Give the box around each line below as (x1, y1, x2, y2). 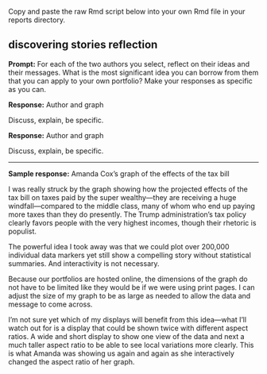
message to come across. (8, 299, 93, 309)
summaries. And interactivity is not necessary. (8, 258, 161, 268)
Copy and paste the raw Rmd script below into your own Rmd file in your (8, 7, 246, 16)
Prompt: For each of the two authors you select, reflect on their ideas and (8, 59, 250, 68)
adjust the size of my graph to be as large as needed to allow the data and (8, 291, 251, 300)
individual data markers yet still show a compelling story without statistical (8, 250, 252, 260)
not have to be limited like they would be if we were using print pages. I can (8, 282, 256, 292)
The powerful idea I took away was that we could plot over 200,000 (8, 241, 230, 251)
